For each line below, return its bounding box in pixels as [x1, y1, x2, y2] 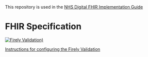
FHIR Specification [5, 21, 82, 32]
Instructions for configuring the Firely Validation [5, 46, 100, 52]
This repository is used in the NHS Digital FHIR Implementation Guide [5, 4, 143, 10]
